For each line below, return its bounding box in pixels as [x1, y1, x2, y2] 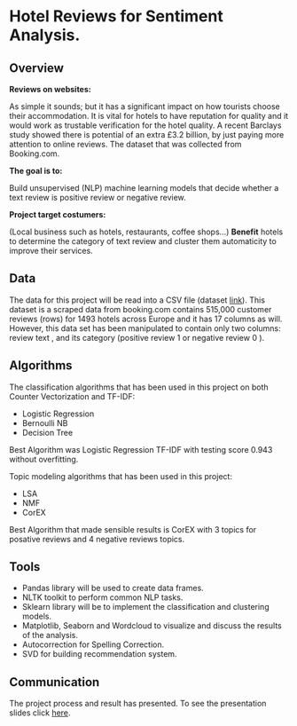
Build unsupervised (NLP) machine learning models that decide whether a [9, 183, 279, 193]
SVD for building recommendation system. [21, 649, 177, 659]
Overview [9, 60, 65, 75]
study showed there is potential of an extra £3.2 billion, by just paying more [9, 130, 285, 139]
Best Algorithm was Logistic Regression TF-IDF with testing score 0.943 [9, 444, 273, 454]
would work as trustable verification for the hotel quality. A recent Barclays [9, 120, 282, 130]
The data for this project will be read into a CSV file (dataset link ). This [9, 295, 266, 305]
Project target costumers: [9, 209, 106, 219]
